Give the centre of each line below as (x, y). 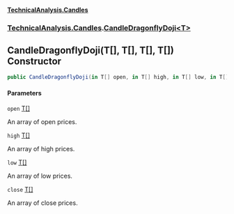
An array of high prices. (41, 149)
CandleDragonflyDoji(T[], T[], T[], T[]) (91, 50)
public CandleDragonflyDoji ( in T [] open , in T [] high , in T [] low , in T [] (118, 77)
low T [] (17, 162)
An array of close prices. (42, 203)
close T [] (20, 190)
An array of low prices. (40, 176)
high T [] (18, 135)
